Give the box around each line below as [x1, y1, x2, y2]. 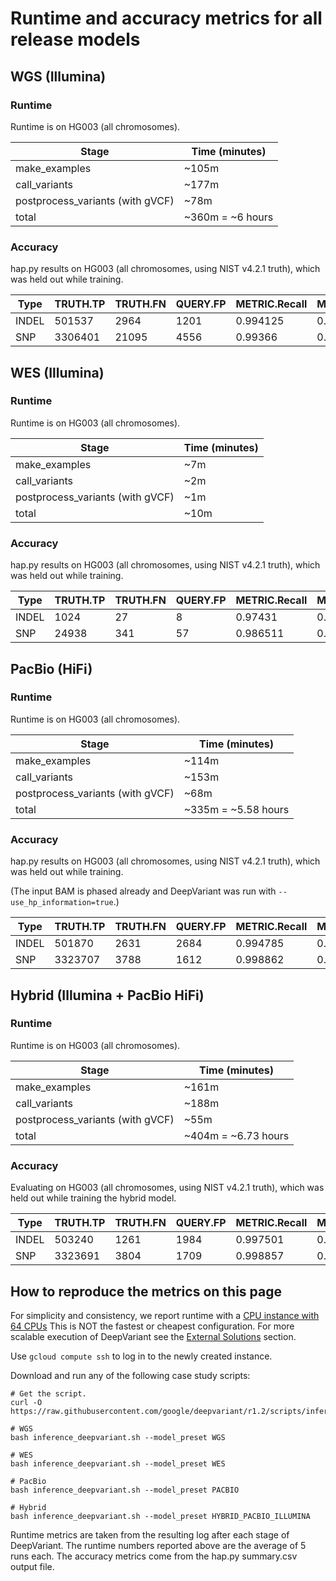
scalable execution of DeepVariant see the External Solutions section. [10, 1330, 297, 1342]
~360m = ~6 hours [183, 210, 274, 224]
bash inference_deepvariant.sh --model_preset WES [10, 1458, 226, 1469]
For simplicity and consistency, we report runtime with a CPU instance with [10, 1309, 320, 1321]
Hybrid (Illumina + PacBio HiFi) [10, 987, 205, 1004]
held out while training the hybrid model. [10, 1192, 177, 1204]
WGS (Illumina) [10, 68, 107, 85]
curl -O [10, 1397, 43, 1407]
